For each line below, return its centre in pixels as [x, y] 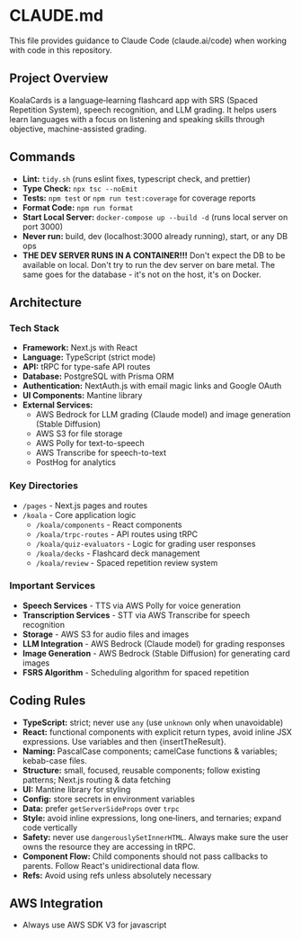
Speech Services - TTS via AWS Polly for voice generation [131, 605]
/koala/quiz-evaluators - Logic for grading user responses [146, 543]
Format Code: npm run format [78, 207]
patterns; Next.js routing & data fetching [96, 780]
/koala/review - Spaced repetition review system [127, 562]
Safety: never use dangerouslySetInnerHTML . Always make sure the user [155, 836]
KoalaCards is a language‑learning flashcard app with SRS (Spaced [134, 100]
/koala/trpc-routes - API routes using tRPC [117, 534]
